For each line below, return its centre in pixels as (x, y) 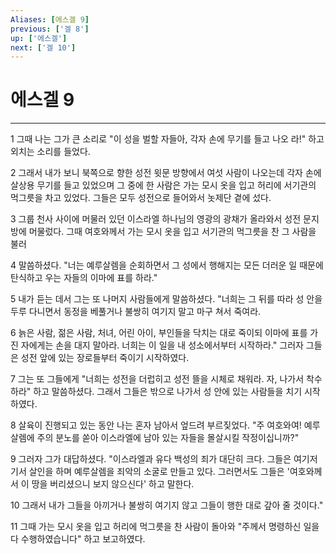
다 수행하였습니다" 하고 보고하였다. (78, 539)
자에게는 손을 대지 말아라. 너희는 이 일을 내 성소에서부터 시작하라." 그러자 (162, 345)
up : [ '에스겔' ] (39, 38)
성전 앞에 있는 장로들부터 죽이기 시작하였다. (105, 358)
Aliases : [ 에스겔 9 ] (50, 19)
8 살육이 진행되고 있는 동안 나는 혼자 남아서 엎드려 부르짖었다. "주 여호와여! (156, 425)
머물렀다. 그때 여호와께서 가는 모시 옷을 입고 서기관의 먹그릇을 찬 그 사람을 (172, 232)
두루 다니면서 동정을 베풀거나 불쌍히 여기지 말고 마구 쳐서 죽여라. (136, 312)
